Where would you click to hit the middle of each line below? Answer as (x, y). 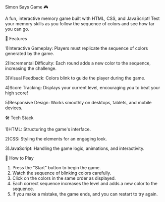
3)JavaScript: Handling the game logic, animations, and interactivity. (75, 148)
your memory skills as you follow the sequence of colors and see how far (80, 24)
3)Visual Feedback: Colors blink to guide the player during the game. (75, 78)
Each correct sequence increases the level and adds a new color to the (85, 183)
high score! (17, 93)
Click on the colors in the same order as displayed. (64, 178)
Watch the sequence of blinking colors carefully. (62, 173)
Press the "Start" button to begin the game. (56, 168)
